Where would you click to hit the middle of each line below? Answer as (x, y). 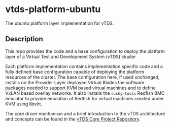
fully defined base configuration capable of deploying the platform (75, 72)
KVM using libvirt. (24, 104)
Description (24, 39)
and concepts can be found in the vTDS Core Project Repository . (73, 119)
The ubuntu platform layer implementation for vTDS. (60, 23)
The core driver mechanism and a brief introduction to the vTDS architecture (85, 113)
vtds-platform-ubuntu (53, 9)
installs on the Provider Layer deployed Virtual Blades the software (75, 82)
